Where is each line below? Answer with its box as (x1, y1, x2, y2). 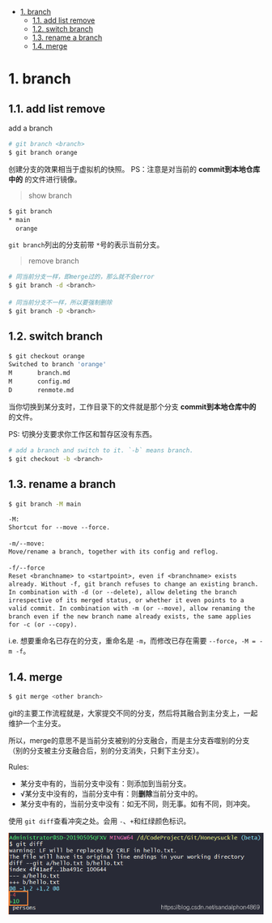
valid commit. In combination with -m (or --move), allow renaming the (8, 605, 255, 613)
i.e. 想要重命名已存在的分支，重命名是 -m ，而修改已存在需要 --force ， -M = (8, 636, 257, 646)
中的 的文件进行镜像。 (8, 174, 82, 184)
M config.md (8, 378, 70, 386)
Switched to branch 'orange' (8, 361, 107, 369)
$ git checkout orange (8, 352, 85, 360)
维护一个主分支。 (8, 719, 66, 729)
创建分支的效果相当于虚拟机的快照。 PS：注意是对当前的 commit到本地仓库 (8, 164, 261, 173)
